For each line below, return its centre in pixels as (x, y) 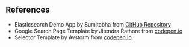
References (28, 10)
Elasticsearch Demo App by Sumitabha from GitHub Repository (92, 24)
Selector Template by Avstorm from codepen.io (73, 37)
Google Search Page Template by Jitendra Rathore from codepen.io (98, 31)
